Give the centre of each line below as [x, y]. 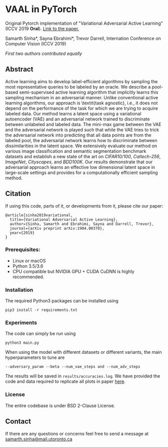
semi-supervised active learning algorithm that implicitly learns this [89, 92]
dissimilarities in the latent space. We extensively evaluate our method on [81, 146]
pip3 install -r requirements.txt [41, 310]
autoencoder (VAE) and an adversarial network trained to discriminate [77, 119]
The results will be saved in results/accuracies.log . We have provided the [83, 376]
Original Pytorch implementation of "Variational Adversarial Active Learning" [84, 23]
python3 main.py [22, 343]
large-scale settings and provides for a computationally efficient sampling [82, 172]
